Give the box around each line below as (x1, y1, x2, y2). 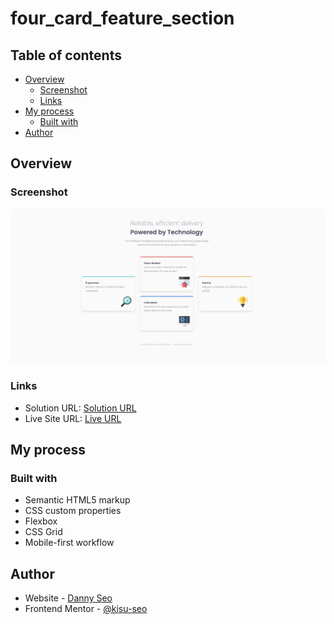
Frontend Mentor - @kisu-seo (24, 603, 148, 615)
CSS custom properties (24, 505, 122, 517)
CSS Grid (24, 526, 63, 538)
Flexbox (24, 515, 58, 527)
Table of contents (10, 47, 122, 64)
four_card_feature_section (10, 7, 235, 30)
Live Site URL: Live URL (24, 412, 122, 424)
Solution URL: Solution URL (24, 402, 137, 414)
